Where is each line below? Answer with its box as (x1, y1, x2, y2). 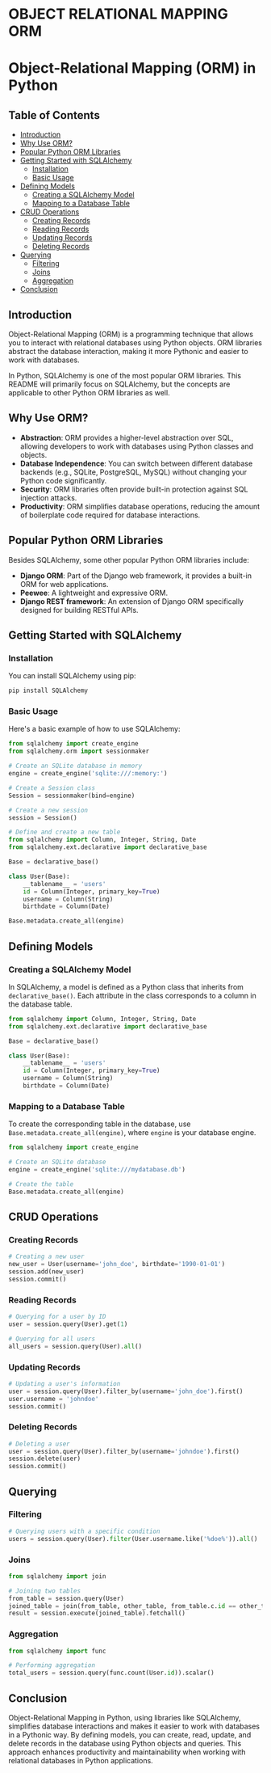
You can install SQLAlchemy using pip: (8, 671, 136, 681)
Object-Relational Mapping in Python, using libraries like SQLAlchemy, (8, 1713, 241, 1723)
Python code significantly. (19, 475, 107, 485)
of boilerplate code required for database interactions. (19, 510, 201, 520)
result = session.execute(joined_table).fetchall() (8, 1610, 186, 1618)
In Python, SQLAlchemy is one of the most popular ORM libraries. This (8, 371, 242, 380)
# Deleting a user (8, 1440, 70, 1448)
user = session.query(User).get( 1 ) (8, 1319, 128, 1328)
